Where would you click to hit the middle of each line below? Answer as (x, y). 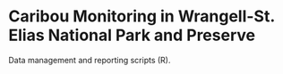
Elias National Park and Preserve (132, 35)
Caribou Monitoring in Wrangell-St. (141, 16)
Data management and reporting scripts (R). (90, 60)
